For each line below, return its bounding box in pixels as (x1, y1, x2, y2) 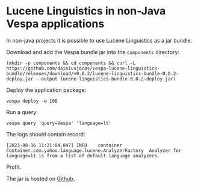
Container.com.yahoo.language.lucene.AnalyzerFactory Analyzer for (6, 147, 182, 154)
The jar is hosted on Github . (6, 175, 75, 182)
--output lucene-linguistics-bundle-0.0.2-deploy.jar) (36, 76, 176, 82)
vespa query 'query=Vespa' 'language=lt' (6, 120, 112, 126)
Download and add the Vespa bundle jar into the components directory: (6, 48, 179, 55)
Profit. (6, 163, 22, 171)
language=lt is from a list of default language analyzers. (6, 153, 161, 159)
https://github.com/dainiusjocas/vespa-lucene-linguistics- (6, 65, 161, 71)
